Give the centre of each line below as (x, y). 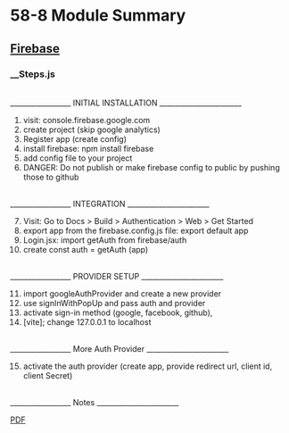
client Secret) (48, 375)
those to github (51, 177)
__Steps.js (33, 74)
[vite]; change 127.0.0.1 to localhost (87, 321)
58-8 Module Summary (98, 16)
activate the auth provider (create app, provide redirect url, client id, (148, 366)
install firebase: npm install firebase (88, 148)
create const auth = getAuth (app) (86, 249)
